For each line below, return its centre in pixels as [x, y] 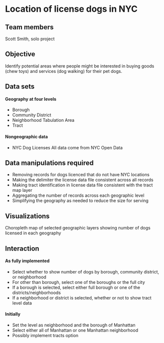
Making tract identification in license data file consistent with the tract [82, 185]
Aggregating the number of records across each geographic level [78, 195]
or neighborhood [29, 277]
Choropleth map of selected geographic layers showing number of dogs [78, 228]
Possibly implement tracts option [45, 336]
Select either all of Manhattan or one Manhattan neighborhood [75, 330]
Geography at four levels [31, 99]
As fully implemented [27, 261]
